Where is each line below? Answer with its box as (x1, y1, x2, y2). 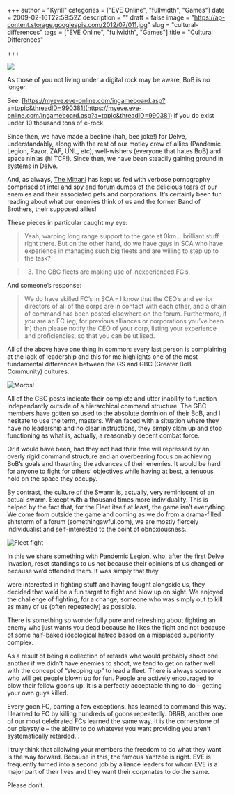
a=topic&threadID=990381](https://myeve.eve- (7, 104, 143, 112)
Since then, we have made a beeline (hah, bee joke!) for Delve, (7, 132, 187, 140)
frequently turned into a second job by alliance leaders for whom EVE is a (7, 760, 218, 769)
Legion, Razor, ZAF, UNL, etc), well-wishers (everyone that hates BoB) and (7, 147, 221, 155)
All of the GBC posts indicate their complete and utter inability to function (7, 394, 217, 403)
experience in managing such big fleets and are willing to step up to (24, 247, 219, 255)
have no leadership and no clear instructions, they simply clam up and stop (7, 424, 223, 432)
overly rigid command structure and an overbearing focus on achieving (7, 452, 212, 461)
